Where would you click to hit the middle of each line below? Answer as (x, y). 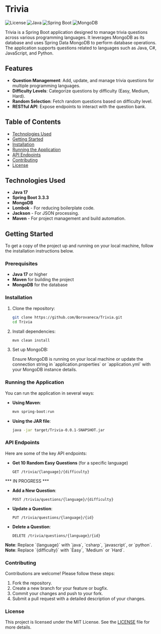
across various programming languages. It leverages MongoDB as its (75, 37)
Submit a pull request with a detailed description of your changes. (79, 599)
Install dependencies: (34, 331)
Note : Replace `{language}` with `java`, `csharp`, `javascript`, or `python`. (79, 545)
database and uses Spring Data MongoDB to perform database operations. (81, 42)
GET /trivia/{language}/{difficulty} (51, 472)
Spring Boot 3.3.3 (30, 198)
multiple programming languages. (46, 86)
